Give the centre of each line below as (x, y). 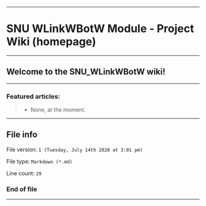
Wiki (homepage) (51, 42)
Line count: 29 (24, 173)
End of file (22, 189)
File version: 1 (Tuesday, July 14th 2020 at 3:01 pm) (74, 149)
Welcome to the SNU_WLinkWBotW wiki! (86, 72)
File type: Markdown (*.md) (39, 161)
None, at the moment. (58, 110)
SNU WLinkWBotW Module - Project (100, 29)
